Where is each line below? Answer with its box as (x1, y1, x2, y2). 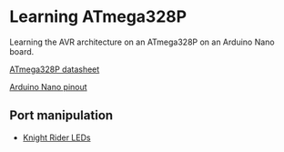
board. (9, 46, 35, 56)
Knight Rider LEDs (22, 132, 91, 143)
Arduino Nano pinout (9, 81, 88, 92)
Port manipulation (9, 107, 114, 124)
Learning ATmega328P (9, 6, 188, 27)
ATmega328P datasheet (9, 64, 100, 75)
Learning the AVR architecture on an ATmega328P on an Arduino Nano (9, 36, 275, 47)
